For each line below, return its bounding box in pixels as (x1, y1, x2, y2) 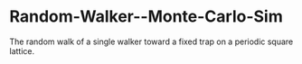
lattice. (9, 45, 34, 56)
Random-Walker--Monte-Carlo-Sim (9, 6, 283, 27)
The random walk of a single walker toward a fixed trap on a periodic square (9, 36, 294, 47)
